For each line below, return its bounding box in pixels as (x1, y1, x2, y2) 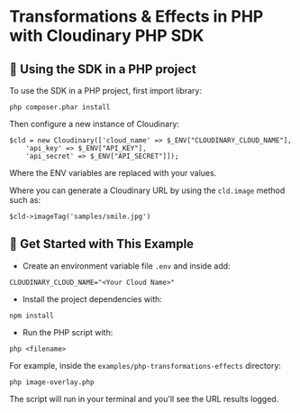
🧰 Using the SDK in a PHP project (9, 61, 196, 77)
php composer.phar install (9, 103, 111, 112)
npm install (9, 311, 54, 320)
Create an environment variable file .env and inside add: (22, 260, 232, 271)
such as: (9, 195, 41, 205)
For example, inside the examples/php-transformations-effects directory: (9, 360, 282, 371)
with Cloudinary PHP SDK (9, 25, 205, 46)
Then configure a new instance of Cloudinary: (9, 119, 180, 129)
